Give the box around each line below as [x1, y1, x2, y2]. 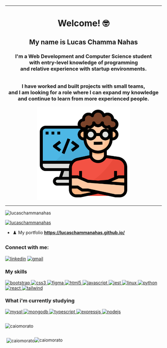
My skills [5, 268, 27, 275]
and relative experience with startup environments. [20, 65, 147, 72]
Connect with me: [5, 244, 49, 251]
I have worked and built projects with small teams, [21, 83, 146, 90]
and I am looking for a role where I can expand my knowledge [8, 89, 159, 96]
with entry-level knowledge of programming [29, 59, 138, 66]
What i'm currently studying [5, 297, 75, 304]
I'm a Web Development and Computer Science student [15, 53, 152, 60]
